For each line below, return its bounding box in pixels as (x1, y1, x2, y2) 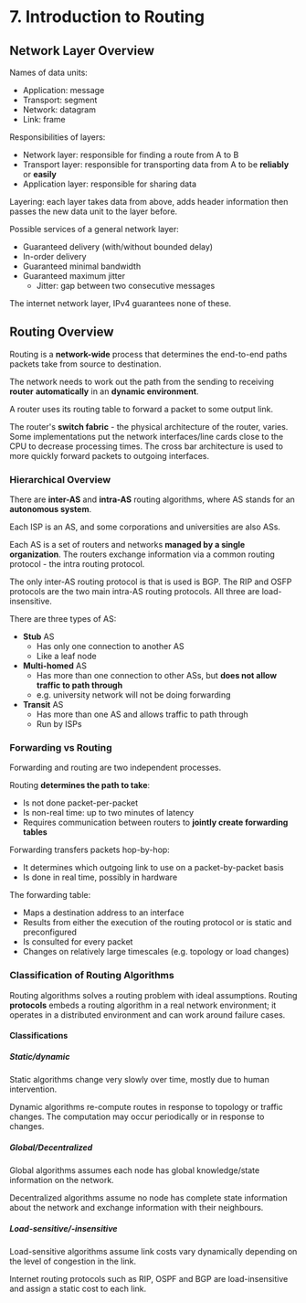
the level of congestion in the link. (9, 1255, 137, 1267)
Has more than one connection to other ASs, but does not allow (36, 670, 277, 681)
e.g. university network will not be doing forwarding (36, 689, 231, 700)
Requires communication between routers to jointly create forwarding (22, 817, 289, 828)
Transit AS (22, 700, 64, 710)
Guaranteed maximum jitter (22, 271, 126, 281)
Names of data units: (9, 67, 89, 78)
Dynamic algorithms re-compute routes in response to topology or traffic (9, 1102, 283, 1113)
